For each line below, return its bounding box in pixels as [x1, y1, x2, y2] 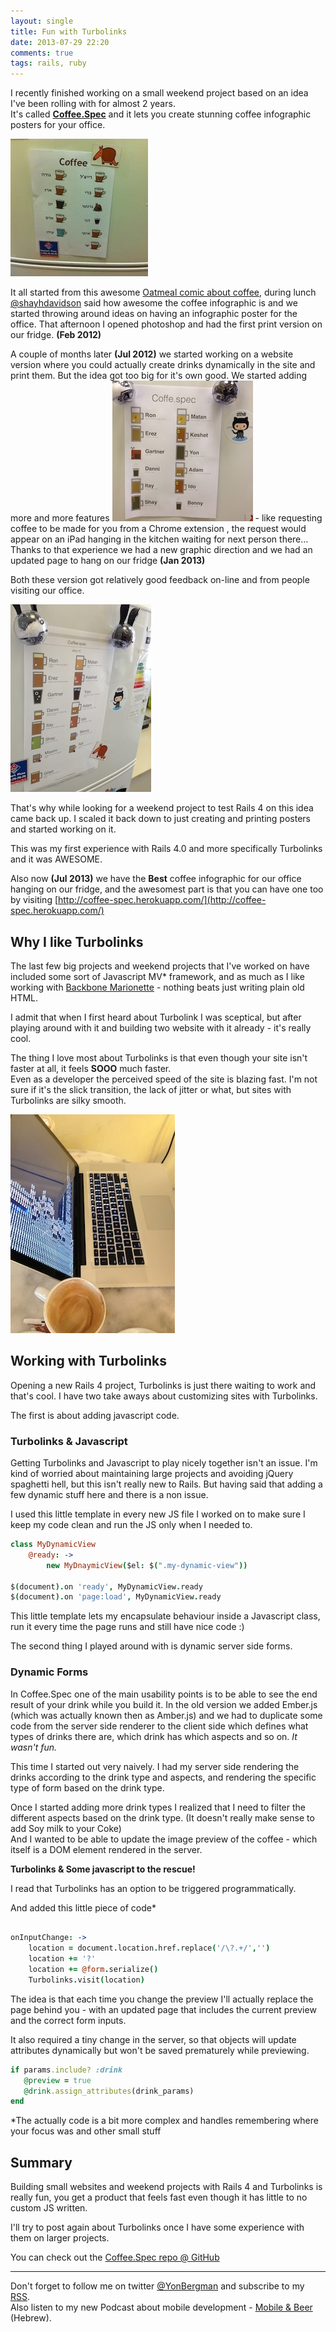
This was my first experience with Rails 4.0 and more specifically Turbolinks [10, 843, 323, 855]
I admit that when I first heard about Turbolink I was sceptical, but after [10, 1011, 302, 1023]
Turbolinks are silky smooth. [10, 1094, 127, 1106]
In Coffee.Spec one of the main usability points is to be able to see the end [10, 1688, 318, 1700]
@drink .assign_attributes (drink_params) [23, 2086, 195, 2096]
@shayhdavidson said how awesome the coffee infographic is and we [10, 297, 298, 309]
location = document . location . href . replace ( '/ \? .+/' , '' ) [28, 1943, 271, 1954]
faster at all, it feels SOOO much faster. [10, 1062, 172, 1074]
